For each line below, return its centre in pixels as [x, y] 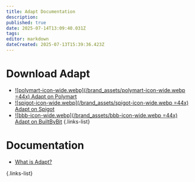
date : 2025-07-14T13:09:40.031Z [46, 28]
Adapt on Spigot [35, 109]
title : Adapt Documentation [41, 12]
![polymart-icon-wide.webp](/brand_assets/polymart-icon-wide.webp [100, 90]
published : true [26, 22]
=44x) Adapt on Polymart [46, 96]
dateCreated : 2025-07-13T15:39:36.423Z [55, 45]
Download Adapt [48, 74]
